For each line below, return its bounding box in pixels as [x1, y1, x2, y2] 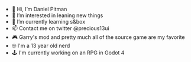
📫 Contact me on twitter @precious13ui [11, 25, 109, 32]
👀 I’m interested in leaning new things [11, 12, 103, 19]
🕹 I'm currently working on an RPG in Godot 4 [11, 49, 125, 56]
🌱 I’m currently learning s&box [11, 18, 86, 25]
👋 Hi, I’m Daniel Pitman [11, 6, 67, 12]
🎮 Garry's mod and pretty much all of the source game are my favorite [11, 34, 185, 41]
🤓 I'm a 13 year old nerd [11, 42, 70, 49]
